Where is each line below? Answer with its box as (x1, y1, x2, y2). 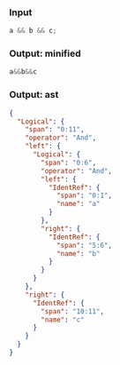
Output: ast (9, 89, 59, 101)
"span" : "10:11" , (41, 306, 104, 316)
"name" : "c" (41, 315, 86, 324)
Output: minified (9, 47, 81, 60)
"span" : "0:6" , (41, 158, 97, 167)
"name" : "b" (56, 249, 101, 258)
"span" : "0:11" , (25, 125, 86, 134)
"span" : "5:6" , (56, 241, 113, 250)
